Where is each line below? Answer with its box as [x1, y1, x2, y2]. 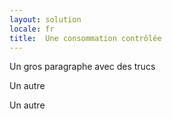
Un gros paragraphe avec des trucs [9, 61, 156, 73]
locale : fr [9, 24, 55, 34]
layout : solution [9, 14, 82, 25]
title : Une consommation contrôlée [9, 33, 162, 43]
